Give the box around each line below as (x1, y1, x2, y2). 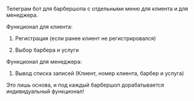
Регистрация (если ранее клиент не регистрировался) (14, 35, 157, 41)
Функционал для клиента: (6, 23, 73, 30)
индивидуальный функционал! (6, 88, 84, 95)
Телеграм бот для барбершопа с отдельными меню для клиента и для (6, 5, 189, 12)
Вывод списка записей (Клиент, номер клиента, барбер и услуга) (14, 70, 184, 77)
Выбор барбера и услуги (14, 46, 80, 54)
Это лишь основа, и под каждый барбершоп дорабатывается (6, 81, 164, 88)
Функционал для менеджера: (6, 58, 83, 65)
